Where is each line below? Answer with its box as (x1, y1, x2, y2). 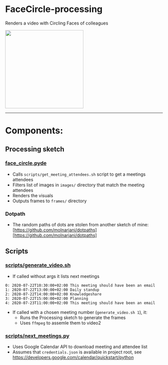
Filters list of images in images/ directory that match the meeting (12, 182, 145, 188)
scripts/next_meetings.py (5, 332, 70, 339)
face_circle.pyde (5, 160, 47, 167)
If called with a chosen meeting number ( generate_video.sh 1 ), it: (12, 309, 147, 315)
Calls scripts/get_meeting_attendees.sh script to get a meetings (12, 171, 146, 177)
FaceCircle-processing (5, 4, 103, 15)
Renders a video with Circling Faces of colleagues (5, 20, 108, 26)
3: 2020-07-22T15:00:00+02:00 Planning (5, 296, 88, 301)
